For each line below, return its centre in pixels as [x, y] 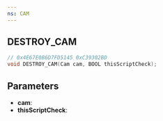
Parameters [33, 86]
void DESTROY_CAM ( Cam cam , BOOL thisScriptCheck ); [82, 64]
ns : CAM [18, 14]
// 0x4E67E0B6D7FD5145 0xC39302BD [57, 58]
